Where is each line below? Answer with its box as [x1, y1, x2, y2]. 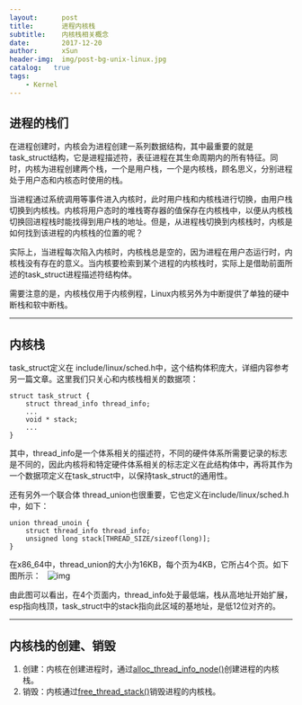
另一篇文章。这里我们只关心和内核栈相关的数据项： [9, 374, 199, 385]
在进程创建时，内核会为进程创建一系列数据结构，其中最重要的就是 [9, 141, 253, 152]
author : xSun [9, 47, 78, 56]
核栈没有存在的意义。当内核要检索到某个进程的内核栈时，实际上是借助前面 [9, 258, 285, 269]
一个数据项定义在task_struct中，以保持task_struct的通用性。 [9, 470, 233, 481]
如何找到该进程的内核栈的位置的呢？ [9, 228, 144, 238]
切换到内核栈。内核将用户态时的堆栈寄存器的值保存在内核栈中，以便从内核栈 [9, 205, 293, 216]
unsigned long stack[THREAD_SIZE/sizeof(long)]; [25, 534, 211, 544]
